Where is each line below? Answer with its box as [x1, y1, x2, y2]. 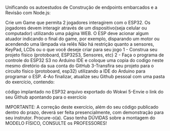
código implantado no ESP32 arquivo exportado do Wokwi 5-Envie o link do [5, 89, 164, 94]
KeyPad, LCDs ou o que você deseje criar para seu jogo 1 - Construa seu [5, 47, 157, 52]
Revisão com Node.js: [5, 10, 51, 16]
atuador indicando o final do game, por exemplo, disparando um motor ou [5, 36, 160, 42]
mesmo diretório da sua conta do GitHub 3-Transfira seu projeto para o [5, 63, 154, 69]
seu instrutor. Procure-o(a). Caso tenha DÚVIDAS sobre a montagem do [5, 115, 156, 121]
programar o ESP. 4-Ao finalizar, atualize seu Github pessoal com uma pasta [5, 74, 165, 79]
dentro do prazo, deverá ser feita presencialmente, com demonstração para [5, 109, 164, 115]
